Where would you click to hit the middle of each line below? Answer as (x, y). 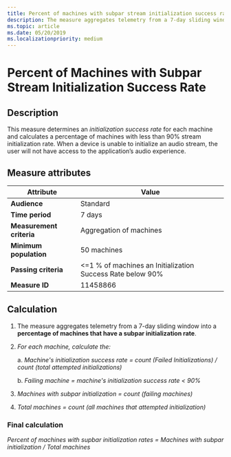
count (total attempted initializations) (69, 367)
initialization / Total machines (49, 447)
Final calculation (35, 425)
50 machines (101, 250)
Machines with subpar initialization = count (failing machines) (105, 394)
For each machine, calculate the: (64, 347)
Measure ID (30, 285)
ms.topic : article (33, 26)
